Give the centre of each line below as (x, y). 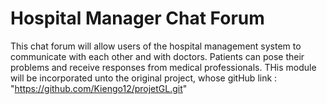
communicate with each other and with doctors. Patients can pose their (157, 56)
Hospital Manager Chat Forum (137, 18)
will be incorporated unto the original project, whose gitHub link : (144, 78)
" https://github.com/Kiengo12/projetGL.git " (99, 88)
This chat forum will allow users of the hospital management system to (156, 46)
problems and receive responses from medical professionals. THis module (163, 67)
